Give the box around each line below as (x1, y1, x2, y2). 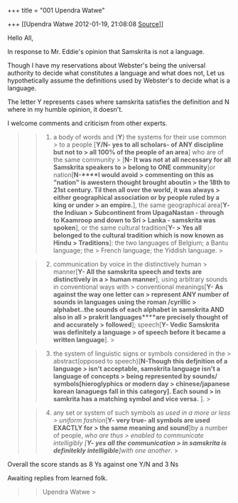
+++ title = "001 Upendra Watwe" (7, 6, 105, 14)
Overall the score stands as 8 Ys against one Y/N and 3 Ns (7, 460, 179, 468)
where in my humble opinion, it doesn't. (7, 105, 123, 113)
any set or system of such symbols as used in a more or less (53, 408, 231, 417)
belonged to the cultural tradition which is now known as (53, 231, 224, 239)
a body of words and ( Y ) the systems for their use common (53, 133, 227, 141)
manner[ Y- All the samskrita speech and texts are (53, 268, 202, 276)
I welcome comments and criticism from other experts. (7, 119, 168, 127)
